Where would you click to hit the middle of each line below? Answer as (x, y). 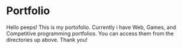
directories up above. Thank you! (47, 40)
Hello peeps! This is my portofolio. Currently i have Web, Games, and (91, 27)
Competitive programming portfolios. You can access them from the (90, 33)
